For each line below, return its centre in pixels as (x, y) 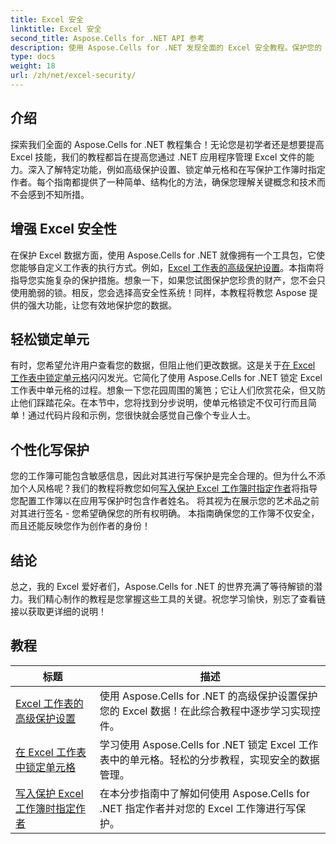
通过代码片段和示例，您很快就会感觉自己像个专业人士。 (141, 415)
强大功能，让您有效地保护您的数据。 (102, 305)
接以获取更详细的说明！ (58, 611)
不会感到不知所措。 (50, 194)
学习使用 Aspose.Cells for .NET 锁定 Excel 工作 (209, 744)
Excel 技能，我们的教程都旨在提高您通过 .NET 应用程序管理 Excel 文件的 (158, 157)
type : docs (33, 57)
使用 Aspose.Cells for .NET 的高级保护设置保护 (208, 696)
